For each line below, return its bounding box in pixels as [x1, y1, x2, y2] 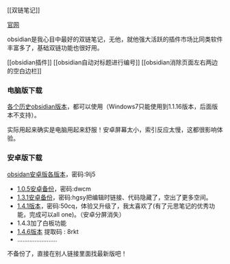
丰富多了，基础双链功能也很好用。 [7, 44, 103, 51]
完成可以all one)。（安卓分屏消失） [29, 210, 125, 218]
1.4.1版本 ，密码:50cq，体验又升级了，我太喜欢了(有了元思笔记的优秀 [16, 202, 209, 210]
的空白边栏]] [7, 67, 42, 75]
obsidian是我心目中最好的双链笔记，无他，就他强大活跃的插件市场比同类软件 [7, 35, 223, 43]
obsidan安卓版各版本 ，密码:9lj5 [7, 170, 96, 178]
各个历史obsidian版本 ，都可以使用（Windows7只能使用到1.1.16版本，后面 [7, 102, 212, 111]
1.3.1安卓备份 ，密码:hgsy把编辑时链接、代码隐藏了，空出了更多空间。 [16, 193, 212, 201]
